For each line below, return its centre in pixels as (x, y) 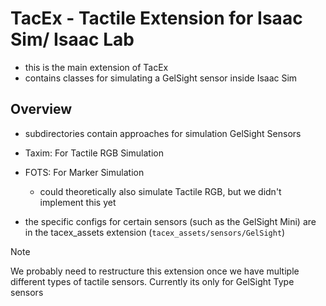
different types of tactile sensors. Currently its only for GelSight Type (152, 281)
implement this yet (78, 202)
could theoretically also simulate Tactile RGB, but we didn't (160, 191)
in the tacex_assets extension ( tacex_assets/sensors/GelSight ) (155, 232)
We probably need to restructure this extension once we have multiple (155, 271)
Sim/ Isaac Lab (72, 39)
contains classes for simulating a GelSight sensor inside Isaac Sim (161, 78)
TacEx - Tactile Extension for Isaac (156, 18)
